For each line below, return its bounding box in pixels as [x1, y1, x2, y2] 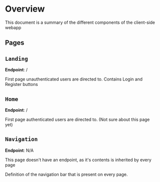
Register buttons [5, 82, 38, 87]
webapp [5, 24, 22, 30]
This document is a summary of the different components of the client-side [5, 19, 155, 25]
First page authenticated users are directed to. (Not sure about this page [5, 116, 150, 122]
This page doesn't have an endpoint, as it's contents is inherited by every [5, 157, 152, 163]
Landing [5, 55, 28, 62]
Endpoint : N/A [5, 147, 34, 153]
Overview [5, 3, 45, 15]
